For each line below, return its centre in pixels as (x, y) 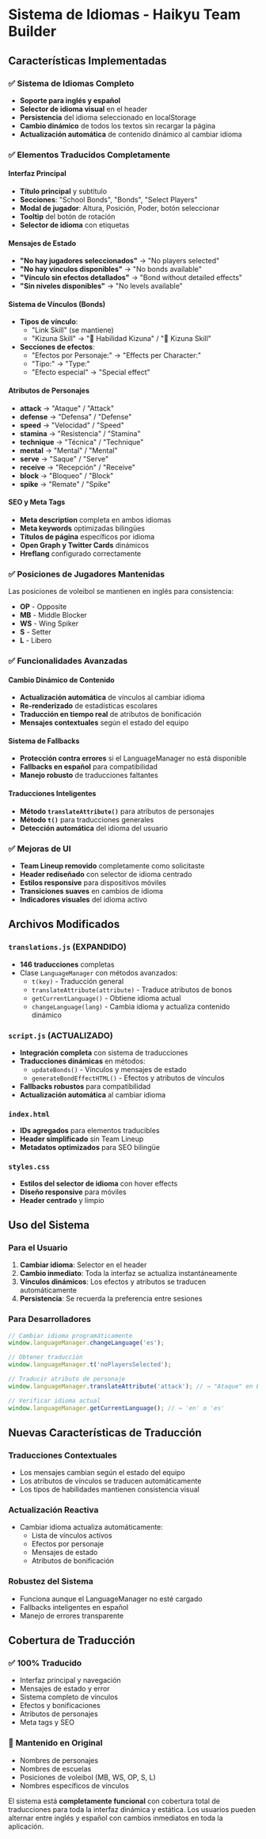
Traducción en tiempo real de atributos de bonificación (110, 715)
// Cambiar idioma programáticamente (70, 1335)
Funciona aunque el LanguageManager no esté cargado (111, 1599)
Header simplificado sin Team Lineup (82, 1139)
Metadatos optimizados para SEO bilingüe (90, 1147)
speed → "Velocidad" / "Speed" (72, 425)
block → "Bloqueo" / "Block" (66, 475)
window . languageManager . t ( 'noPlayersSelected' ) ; (90, 1365)
